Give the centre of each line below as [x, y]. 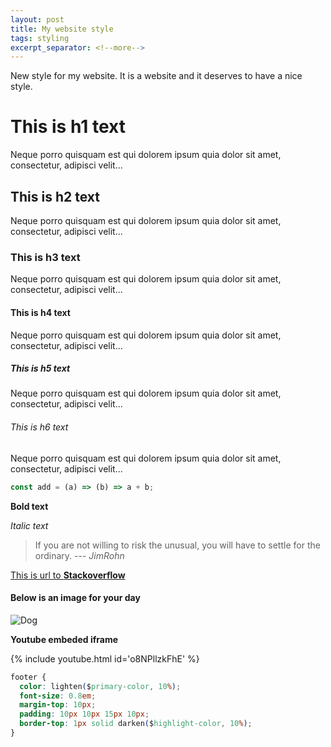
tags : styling [40, 38]
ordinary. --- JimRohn [79, 555]
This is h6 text [39, 427]
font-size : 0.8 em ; [58, 696]
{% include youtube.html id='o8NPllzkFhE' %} [105, 658]
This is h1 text [68, 127]
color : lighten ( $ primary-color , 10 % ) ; [100, 686]
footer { [28, 677]
